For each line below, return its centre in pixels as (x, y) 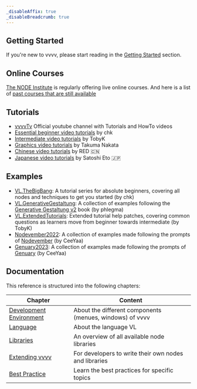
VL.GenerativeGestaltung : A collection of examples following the (92, 203)
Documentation (35, 271)
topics (82, 377)
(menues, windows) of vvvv (112, 317)
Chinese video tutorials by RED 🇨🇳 (57, 151)
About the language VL (105, 327)
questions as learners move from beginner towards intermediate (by (97, 222)
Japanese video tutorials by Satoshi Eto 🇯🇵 (68, 158)
